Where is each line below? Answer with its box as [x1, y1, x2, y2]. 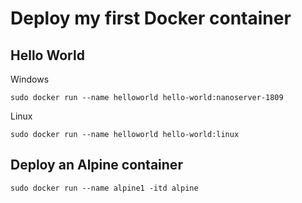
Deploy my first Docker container [10, 7, 292, 30]
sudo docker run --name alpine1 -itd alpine [10, 183, 199, 193]
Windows [10, 73, 50, 85]
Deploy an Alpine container [10, 157, 183, 174]
